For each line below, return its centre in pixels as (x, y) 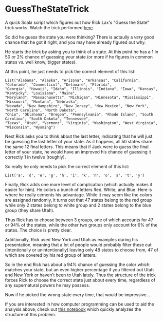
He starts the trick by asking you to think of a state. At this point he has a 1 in (82, 52)
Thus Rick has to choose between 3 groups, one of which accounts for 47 (79, 220)
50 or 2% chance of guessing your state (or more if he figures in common (79, 57)
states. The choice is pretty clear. (38, 230)
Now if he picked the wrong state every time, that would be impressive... (78, 294)
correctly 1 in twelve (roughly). (36, 157)
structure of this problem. (31, 314)
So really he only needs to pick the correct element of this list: (67, 166)
